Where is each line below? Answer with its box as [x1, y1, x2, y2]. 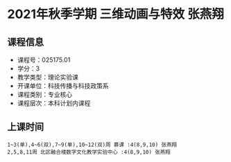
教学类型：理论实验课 [17, 73, 78, 81]
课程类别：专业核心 [17, 91, 73, 98]
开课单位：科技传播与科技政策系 [17, 82, 109, 90]
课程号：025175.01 [17, 56, 71, 64]
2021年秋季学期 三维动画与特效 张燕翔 [7, 6, 224, 22]
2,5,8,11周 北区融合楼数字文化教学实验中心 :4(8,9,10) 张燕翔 [7, 148, 171, 156]
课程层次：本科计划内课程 [17, 99, 91, 107]
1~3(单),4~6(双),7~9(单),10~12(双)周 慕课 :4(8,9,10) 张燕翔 [7, 141, 177, 148]
